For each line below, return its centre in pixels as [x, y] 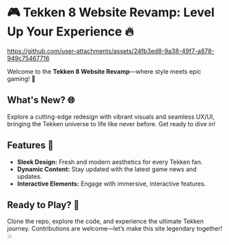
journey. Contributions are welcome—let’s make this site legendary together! [115, 229]
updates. [29, 176]
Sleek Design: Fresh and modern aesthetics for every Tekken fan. [110, 162]
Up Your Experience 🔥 [70, 32]
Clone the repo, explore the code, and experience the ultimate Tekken [105, 221]
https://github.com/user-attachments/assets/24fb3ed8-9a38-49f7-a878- [111, 51]
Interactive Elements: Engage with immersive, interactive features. [111, 184]
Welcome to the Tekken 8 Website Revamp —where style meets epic [104, 71]
